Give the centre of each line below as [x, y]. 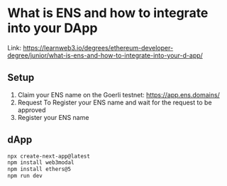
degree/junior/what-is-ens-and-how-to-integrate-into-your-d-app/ [105, 55]
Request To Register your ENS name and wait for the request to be [115, 102]
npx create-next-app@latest [49, 156]
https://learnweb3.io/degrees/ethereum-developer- [98, 48]
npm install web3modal [41, 163]
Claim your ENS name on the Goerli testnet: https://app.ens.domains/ [118, 94]
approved [32, 110]
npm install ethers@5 [39, 169]
